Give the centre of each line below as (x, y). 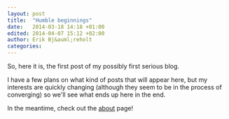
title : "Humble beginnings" (50, 20)
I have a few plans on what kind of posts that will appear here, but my (107, 80)
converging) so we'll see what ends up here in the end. (86, 94)
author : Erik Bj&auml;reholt (50, 40)
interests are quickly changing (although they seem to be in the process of (114, 87)
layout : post (26, 14)
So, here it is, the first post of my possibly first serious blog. (93, 66)
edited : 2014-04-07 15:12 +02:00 (56, 33)
